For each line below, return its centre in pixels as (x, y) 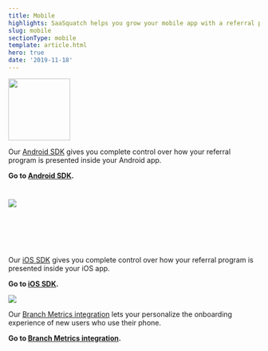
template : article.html (48, 45)
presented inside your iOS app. (59, 268)
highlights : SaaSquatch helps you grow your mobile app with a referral (132, 23)
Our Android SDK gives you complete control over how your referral (120, 152)
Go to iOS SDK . (33, 283)
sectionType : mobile (43, 38)
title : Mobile (32, 16)
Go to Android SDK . (41, 175)
